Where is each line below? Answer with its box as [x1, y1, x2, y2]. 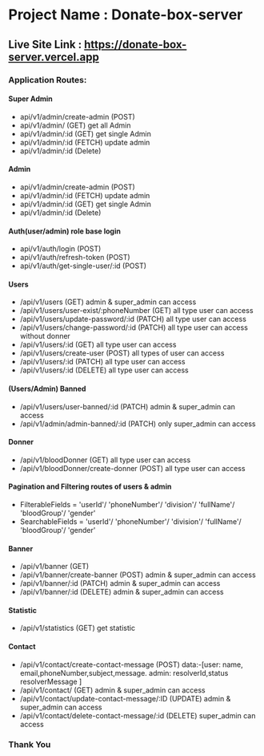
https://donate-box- [83, 38, 187, 51]
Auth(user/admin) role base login [8, 226, 122, 236]
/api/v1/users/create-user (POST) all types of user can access [19, 348, 225, 358]
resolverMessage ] [19, 677, 82, 686]
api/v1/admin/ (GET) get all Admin [19, 120, 131, 130]
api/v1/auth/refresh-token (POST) [19, 253, 130, 262]
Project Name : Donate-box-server [8, 6, 243, 24]
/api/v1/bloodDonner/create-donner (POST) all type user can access [19, 463, 246, 473]
